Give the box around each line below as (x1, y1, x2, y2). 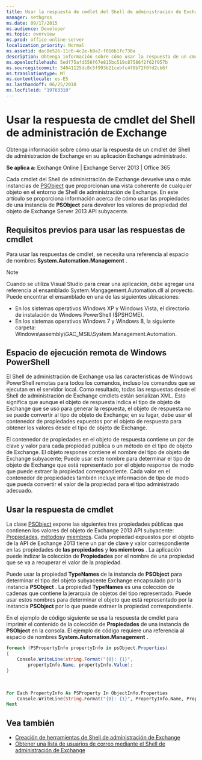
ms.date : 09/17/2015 (6, 20, 58, 26)
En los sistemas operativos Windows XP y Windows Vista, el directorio (14, 305, 190, 312)
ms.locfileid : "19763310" (6, 87, 71, 93)
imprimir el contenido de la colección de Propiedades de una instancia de (6, 621, 189, 628)
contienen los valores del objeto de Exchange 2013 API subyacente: (6, 527, 174, 534)
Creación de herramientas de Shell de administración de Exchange (14, 734, 180, 741)
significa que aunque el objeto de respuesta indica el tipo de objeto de (6, 399, 181, 406)
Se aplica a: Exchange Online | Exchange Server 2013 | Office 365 (6, 164, 170, 171)
